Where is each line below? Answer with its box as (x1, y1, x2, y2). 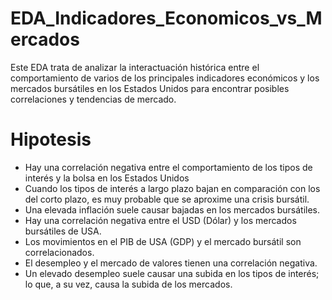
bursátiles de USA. (24, 225, 102, 237)
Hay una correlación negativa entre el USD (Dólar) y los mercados (24, 214, 297, 226)
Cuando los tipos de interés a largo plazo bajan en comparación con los (24, 182, 321, 194)
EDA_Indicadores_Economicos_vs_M (10, 7, 323, 30)
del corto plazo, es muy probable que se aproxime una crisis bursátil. (24, 193, 310, 205)
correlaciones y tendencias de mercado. (10, 93, 177, 105)
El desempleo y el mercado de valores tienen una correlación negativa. (24, 257, 318, 269)
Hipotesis (10, 128, 92, 151)
